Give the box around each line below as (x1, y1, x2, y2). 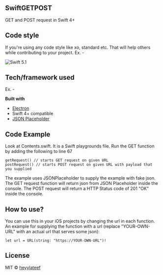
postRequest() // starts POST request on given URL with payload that (5, 162, 153, 167)
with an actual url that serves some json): (16, 229, 100, 235)
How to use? (5, 205, 44, 214)
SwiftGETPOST (5, 4, 53, 12)
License (5, 251, 30, 260)
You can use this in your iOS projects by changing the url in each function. (5, 218, 155, 224)
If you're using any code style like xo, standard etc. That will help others (5, 44, 151, 50)
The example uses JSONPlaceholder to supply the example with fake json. (5, 175, 156, 181)
